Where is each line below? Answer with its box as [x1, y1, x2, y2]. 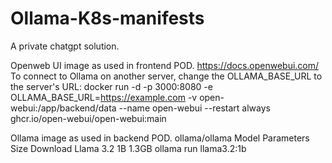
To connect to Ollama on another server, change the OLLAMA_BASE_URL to [10, 70, 323, 82]
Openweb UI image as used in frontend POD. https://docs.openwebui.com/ [10, 59, 320, 71]
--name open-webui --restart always [118, 102, 271, 114]
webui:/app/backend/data [10, 102, 117, 114]
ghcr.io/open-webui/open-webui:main [10, 112, 167, 124]
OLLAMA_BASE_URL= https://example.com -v [10, 91, 198, 103]
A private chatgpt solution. [10, 40, 120, 52]
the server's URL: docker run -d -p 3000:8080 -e [10, 80, 213, 92]
